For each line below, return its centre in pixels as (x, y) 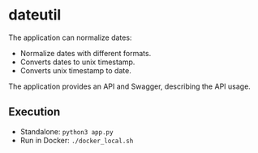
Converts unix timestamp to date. (75, 70)
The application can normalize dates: (70, 37)
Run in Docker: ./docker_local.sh (77, 140)
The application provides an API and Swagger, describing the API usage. (130, 86)
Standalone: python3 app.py (67, 131)
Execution (34, 112)
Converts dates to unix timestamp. (77, 62)
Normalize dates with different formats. (86, 53)
